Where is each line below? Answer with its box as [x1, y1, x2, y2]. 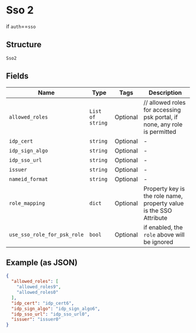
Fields [6, 71, 29, 81]
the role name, [143, 192, 183, 200]
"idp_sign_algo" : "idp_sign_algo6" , [11, 306, 100, 311]
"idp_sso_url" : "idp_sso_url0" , [11, 311, 90, 317]
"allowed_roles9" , [16, 284, 61, 290]
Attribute [143, 214, 167, 222]
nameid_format [9, 176, 48, 182]
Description [148, 88, 182, 96]
